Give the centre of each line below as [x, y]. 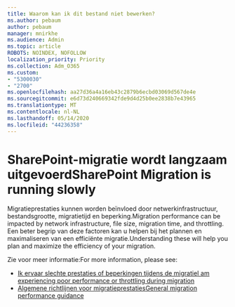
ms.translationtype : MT [42, 105]
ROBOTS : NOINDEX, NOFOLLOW [47, 53]
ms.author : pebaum [34, 20]
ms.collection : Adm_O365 [43, 66]
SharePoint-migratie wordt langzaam [117, 159]
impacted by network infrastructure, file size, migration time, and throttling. [116, 224]
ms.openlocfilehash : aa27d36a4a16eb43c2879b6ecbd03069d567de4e [102, 92]
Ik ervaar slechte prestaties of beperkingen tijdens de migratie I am [113, 273]
